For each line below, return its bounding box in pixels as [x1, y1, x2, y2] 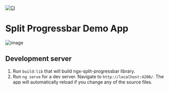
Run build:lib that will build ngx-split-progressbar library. [12, 68, 135, 74]
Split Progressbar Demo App [5, 23, 129, 34]
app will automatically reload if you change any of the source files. [12, 79, 153, 85]
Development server [5, 54, 72, 63]
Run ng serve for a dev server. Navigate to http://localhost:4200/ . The [12, 73, 164, 79]
